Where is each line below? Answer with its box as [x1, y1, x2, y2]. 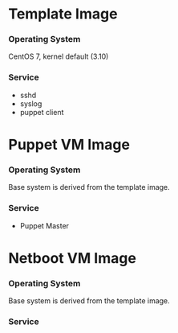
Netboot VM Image [8, 249, 136, 267]
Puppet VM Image [8, 135, 131, 154]
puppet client [19, 107, 64, 117]
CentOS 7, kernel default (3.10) [8, 51, 109, 61]
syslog [19, 98, 42, 109]
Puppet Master [19, 220, 70, 230]
